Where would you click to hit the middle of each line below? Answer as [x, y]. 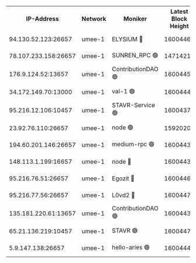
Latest [179, 11]
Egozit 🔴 [123, 178]
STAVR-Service [134, 105]
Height [179, 26]
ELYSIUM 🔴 [127, 39]
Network [94, 19]
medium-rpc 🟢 [133, 144]
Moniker [135, 19]
